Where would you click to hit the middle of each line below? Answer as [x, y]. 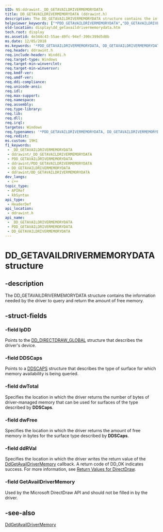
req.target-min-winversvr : [32, 69]
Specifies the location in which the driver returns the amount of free [73, 431]
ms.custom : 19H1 [21, 141]
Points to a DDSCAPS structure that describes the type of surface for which [81, 368]
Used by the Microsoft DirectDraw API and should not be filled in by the [76, 493]
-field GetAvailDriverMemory [40, 482]
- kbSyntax [18, 195]
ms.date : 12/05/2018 [26, 41]
